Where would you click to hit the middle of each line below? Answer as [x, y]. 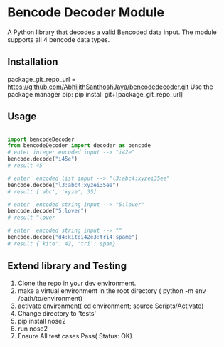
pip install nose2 [42, 321]
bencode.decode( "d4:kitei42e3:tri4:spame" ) [73, 237]
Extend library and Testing [67, 266]
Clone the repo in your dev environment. [77, 283]
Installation [33, 62]
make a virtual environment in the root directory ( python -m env [112, 290]
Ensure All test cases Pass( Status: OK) [75, 336]
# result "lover [31, 218]
